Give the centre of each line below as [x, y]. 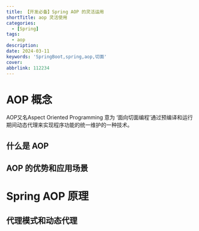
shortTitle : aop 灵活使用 [37, 17]
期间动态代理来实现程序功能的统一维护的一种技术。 [69, 125]
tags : [13, 34]
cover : [14, 62]
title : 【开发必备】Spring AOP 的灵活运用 [55, 12]
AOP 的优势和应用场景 [47, 169]
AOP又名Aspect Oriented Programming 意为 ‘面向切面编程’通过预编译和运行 [100, 118]
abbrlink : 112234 [28, 68]
